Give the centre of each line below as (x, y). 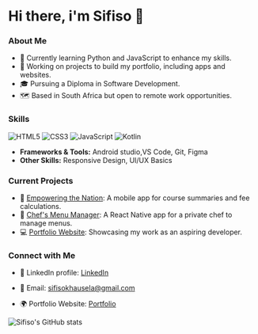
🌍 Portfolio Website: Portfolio (68, 304)
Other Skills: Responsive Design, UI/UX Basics (96, 160)
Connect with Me (42, 255)
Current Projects (41, 180)
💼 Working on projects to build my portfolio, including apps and (122, 66)
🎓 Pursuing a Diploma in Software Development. (100, 84)
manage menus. (46, 223)
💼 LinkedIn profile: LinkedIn (64, 273)
